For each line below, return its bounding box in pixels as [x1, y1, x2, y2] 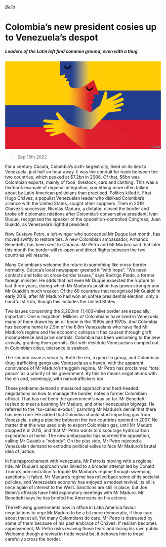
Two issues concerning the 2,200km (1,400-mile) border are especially [5, 308, 150, 314]
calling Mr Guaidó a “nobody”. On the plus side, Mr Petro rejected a [5, 438, 142, 444]
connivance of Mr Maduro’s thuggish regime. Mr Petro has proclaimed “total [5, 365, 160, 371]
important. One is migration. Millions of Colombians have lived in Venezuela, [5, 314, 160, 320]
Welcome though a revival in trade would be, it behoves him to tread [5, 531, 144, 537]
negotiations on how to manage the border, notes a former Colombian [5, 390, 147, 396]
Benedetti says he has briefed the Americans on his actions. [5, 495, 127, 501]
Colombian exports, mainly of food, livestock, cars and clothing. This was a [5, 179, 158, 185]
